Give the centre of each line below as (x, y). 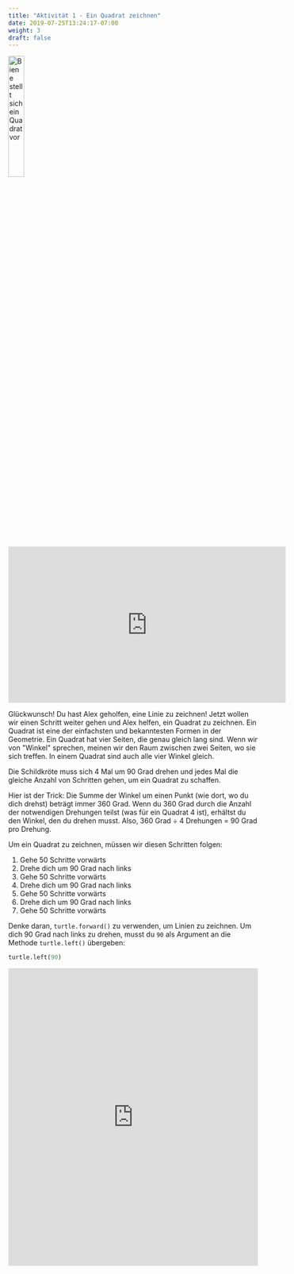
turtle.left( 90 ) (35, 957)
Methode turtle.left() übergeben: (67, 943)
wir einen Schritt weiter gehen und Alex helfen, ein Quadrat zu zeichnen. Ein (132, 722)
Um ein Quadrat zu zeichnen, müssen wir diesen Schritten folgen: (116, 845)
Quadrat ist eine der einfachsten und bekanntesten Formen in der (115, 731)
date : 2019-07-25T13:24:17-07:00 (63, 23)
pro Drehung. (30, 829)
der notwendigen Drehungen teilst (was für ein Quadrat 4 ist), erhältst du (127, 812)
